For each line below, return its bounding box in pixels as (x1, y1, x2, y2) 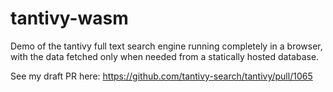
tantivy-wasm (10, 7, 129, 30)
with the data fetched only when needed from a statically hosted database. (10, 50, 320, 62)
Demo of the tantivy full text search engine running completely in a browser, (10, 40, 323, 52)
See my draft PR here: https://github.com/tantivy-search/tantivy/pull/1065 (10, 70, 313, 82)
